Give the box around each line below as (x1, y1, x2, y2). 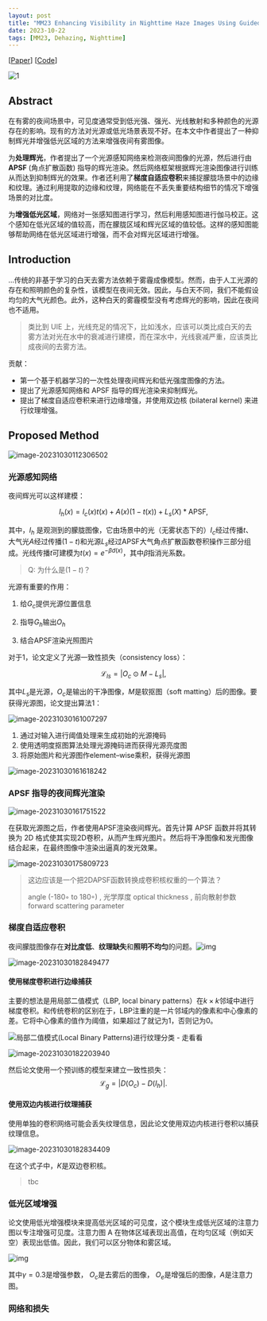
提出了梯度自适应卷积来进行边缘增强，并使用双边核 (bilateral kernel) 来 (19, 395, 252, 405)
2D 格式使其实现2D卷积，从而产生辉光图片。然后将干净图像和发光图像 (23, 833, 254, 842)
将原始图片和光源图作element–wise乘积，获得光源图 (19, 751, 191, 760)
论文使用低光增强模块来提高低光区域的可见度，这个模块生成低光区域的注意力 (8, 1218, 259, 1227)
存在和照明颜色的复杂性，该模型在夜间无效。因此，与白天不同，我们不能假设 (8, 285, 259, 294)
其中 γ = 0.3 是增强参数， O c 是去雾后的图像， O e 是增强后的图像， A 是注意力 (8, 1270, 253, 1281)
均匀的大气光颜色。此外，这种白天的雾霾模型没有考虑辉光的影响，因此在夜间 (8, 295, 259, 305)
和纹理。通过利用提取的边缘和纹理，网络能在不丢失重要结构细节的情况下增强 (8, 183, 259, 192)
